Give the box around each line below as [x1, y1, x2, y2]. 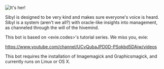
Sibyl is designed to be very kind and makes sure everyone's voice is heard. [5, 14, 159, 20]
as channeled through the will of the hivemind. [5, 25, 99, 31]
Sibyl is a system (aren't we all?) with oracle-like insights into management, [5, 20, 158, 25]
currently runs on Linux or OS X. [5, 59, 70, 64]
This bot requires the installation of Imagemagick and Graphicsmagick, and [5, 53, 158, 59]
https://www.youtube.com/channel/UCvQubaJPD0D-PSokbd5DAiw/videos [5, 44, 157, 49]
